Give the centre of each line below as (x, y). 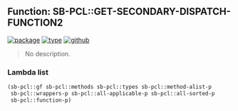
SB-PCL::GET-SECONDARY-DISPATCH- (142, 12)
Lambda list (28, 72)
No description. (47, 53)
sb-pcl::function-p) (41, 100)
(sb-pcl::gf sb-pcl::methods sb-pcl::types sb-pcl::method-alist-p (110, 87)
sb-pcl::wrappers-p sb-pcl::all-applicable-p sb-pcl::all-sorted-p (113, 93)
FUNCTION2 (35, 23)
